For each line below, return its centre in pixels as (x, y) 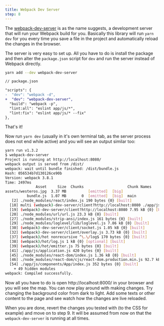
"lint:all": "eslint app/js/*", (42, 108)
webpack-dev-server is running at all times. (47, 318)
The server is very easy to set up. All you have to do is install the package (79, 53)
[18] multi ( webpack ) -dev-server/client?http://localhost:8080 (75, 205)
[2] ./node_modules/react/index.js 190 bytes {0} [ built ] (72, 201)
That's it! (14, 127)
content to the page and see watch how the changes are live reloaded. (76, 298)
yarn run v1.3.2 (21, 151)
